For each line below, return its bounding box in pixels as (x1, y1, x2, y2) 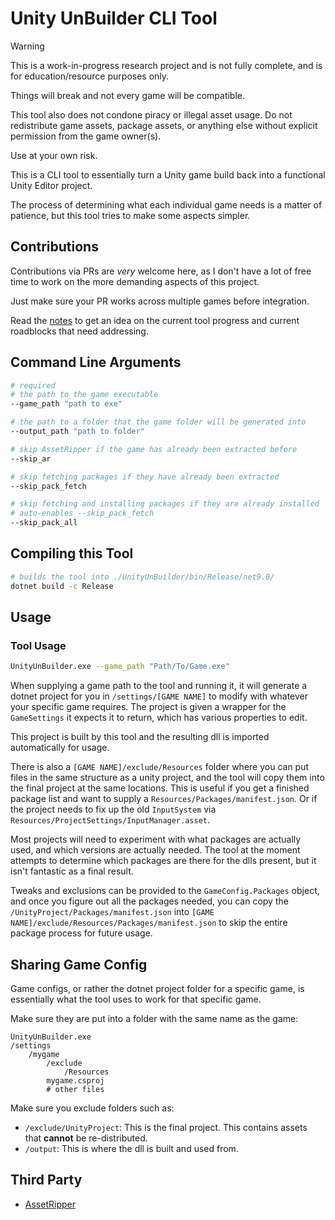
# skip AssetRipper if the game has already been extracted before (10, 444, 298, 454)
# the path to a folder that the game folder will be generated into (10, 417, 307, 427)
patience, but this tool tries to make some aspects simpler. (10, 209, 251, 221)
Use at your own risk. (10, 149, 98, 161)
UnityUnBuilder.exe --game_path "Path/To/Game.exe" (10, 662, 230, 672)
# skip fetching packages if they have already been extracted (10, 472, 280, 482)
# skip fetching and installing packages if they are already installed (10, 499, 320, 509)
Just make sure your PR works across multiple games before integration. (10, 295, 310, 307)
